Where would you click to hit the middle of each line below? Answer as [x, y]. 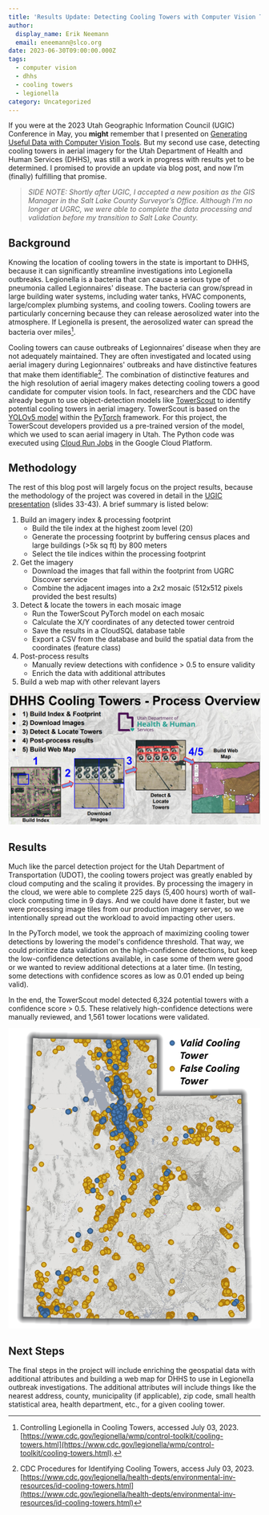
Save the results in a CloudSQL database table [108, 631]
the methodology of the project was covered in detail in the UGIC [115, 496]
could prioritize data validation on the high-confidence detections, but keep [133, 950]
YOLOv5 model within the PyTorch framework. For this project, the [118, 417]
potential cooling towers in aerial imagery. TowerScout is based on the [124, 409]
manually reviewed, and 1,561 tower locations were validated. [109, 1016]
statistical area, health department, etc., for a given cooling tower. [117, 1404]
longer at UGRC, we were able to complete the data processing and [140, 210]
